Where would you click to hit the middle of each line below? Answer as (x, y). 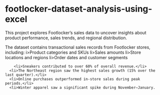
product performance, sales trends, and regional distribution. (66, 38)
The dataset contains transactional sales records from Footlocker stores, (78, 47)
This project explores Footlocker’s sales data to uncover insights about (76, 32)
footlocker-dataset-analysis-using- (79, 9)
